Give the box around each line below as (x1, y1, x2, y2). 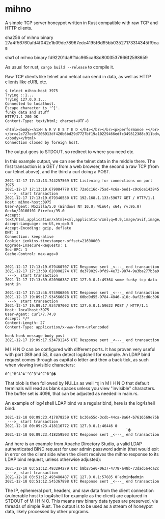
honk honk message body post (5, 333, 65, 338)
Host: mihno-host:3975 (5, 199, 52, 205)
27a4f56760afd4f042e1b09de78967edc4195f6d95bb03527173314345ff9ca (5, 39, 159, 45)
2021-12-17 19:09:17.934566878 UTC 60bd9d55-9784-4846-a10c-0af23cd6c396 (5, 294, 160, 299)
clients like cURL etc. (5, 79, 48, 85)
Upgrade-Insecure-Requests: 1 (5, 243, 67, 248)
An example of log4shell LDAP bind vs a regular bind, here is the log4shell (5, 400, 155, 406)
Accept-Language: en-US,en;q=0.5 (5, 221, 74, 226)
